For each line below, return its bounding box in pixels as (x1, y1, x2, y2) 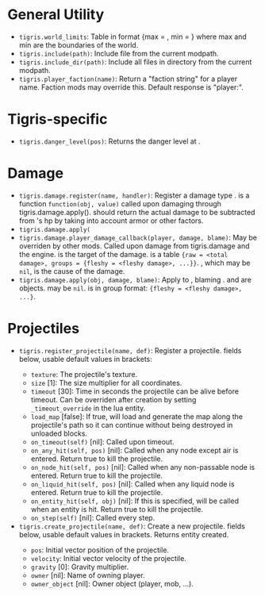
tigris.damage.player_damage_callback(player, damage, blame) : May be (18, 233, 257, 242)
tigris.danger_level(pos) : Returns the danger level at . (18, 137, 201, 146)
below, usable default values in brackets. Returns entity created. (18, 529, 229, 539)
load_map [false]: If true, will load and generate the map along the (30, 411, 244, 421)
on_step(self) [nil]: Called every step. (30, 513, 156, 522)
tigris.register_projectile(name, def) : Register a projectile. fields (18, 345, 242, 355)
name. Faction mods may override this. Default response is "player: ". (18, 82, 244, 92)
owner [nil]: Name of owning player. (30, 570, 145, 580)
